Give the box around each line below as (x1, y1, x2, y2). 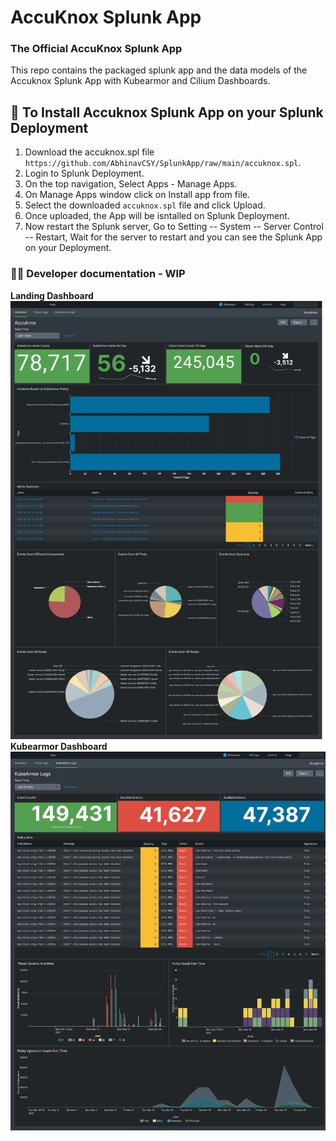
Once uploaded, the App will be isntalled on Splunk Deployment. (24, 210, 290, 222)
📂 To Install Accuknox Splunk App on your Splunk (10, 104, 324, 121)
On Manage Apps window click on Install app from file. (24, 189, 250, 201)
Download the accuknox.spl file (24, 146, 155, 158)
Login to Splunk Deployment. (24, 167, 145, 180)
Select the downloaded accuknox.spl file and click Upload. (24, 199, 266, 211)
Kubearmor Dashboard (10, 740, 108, 752)
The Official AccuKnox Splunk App (10, 42, 183, 56)
